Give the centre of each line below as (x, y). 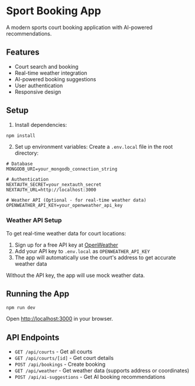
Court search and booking (46, 66)
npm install (21, 135)
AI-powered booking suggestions (55, 79)
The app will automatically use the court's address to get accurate (95, 257)
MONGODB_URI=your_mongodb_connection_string (62, 169)
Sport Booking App (54, 11)
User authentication (39, 85)
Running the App (38, 294)
